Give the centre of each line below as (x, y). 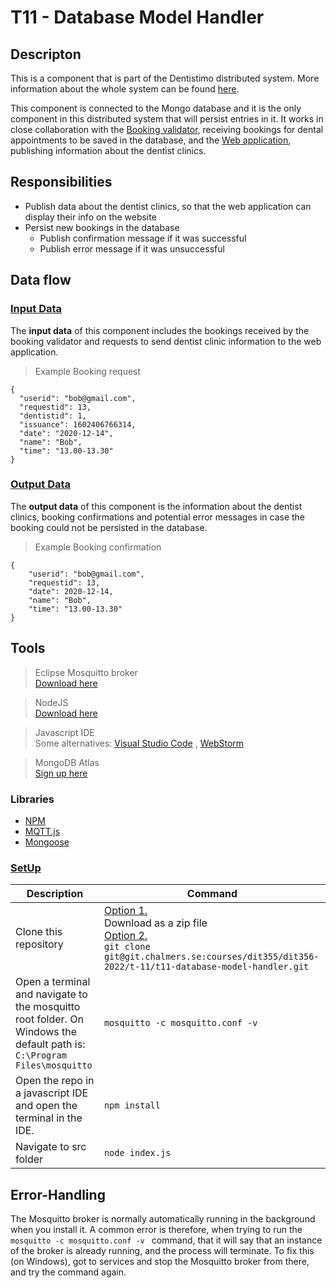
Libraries (32, 799)
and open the (46, 1106)
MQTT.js (42, 831)
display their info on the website (90, 217)
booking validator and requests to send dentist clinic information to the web (166, 341)
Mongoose (47, 842)
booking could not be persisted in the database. (109, 527)
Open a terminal (53, 982)
